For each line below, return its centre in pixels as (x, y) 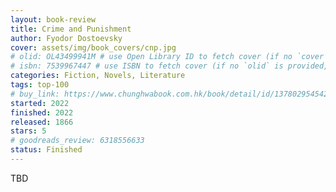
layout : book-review (53, 19)
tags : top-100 (40, 85)
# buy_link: (35, 94)
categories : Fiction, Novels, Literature (98, 76)
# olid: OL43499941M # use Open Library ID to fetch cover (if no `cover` (169, 57)
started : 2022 (40, 103)
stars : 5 (28, 131)
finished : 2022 (42, 112)
